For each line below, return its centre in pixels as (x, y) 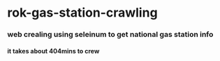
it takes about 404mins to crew (53, 51)
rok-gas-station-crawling (83, 13)
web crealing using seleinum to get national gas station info (110, 35)
